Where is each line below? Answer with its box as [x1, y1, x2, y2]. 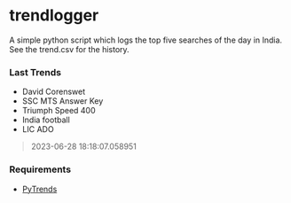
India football [21, 114, 71, 125]
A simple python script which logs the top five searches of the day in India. [9, 35, 282, 45]
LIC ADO [21, 124, 55, 135]
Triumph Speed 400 [21, 105, 96, 116]
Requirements [9, 163, 72, 176]
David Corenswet [21, 86, 86, 98]
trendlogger [9, 5, 99, 26]
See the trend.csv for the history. [9, 43, 130, 54]
